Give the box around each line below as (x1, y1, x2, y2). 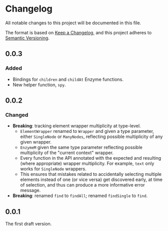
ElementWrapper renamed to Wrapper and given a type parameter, (20, 128, 154, 134)
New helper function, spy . (12, 81, 66, 87)
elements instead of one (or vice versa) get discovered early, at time (20, 176, 163, 182)
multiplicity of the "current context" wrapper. (20, 150, 114, 156)
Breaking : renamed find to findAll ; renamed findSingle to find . (12, 193, 148, 199)
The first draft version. (5, 221, 52, 227)
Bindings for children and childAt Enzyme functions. (12, 76, 124, 82)
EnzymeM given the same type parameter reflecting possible (20, 145, 143, 151)
